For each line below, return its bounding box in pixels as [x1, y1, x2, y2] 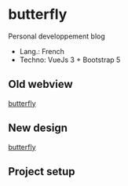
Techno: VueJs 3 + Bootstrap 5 [19, 55, 121, 64]
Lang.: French [19, 46, 65, 56]
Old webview [8, 78, 73, 91]
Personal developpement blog [8, 31, 106, 41]
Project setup [8, 165, 76, 178]
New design [8, 122, 68, 135]
